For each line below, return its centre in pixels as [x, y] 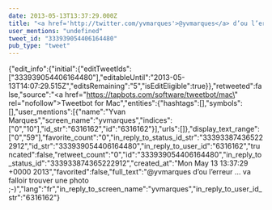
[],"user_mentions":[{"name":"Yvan [67, 112]
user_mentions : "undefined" [56, 31]
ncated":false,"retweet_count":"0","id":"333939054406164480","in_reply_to [135, 155]
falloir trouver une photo [49, 181]
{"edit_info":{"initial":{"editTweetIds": [70, 69]
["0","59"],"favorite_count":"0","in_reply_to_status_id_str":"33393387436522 [136, 137]
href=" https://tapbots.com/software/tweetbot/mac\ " [151, 94]
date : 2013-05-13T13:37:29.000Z [63, 16]
